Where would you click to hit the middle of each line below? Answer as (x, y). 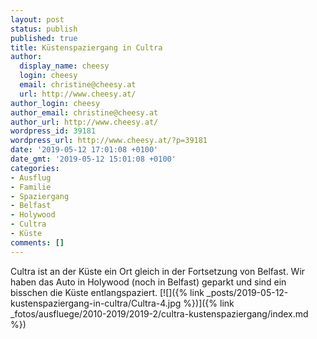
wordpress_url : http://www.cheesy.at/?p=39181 (109, 141)
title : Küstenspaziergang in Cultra (86, 47)
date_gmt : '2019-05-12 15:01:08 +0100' (93, 159)
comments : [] (37, 242)
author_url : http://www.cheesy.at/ (84, 122)
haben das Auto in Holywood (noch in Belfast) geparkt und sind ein (148, 282)
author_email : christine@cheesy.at (84, 112)
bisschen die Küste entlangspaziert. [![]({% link (107, 292)
